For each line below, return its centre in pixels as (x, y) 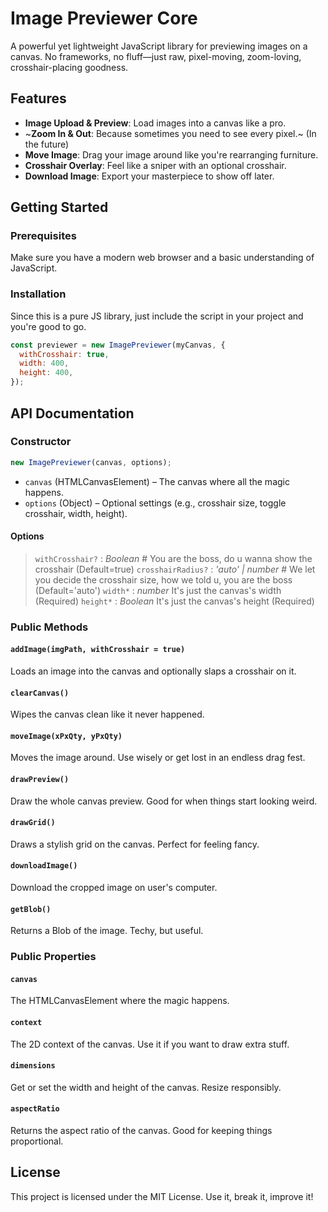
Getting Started (59, 207)
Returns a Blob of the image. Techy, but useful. (107, 931)
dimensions (33, 1066)
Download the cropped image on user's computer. (114, 888)
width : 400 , (44, 363)
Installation (38, 294)
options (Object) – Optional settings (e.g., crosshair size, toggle (155, 503)
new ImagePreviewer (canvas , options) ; (91, 462)
